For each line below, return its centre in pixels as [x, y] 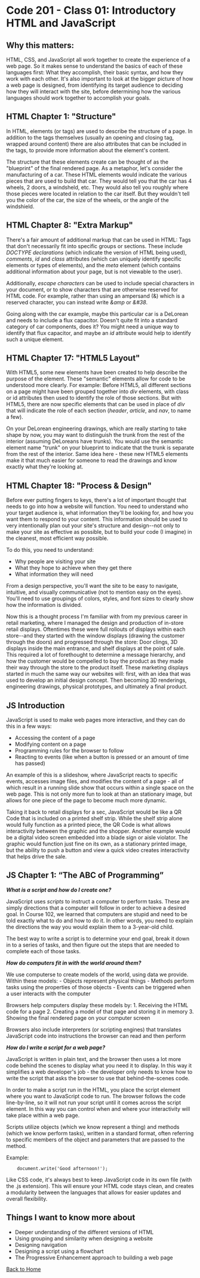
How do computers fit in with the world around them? [74, 963]
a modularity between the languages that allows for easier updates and [93, 1192]
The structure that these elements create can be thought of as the [87, 162]
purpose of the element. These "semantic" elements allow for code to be [96, 379]
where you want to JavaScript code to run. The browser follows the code [96, 1096]
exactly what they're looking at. [45, 467]
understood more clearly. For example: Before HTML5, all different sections [99, 385]
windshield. [20, 206]
